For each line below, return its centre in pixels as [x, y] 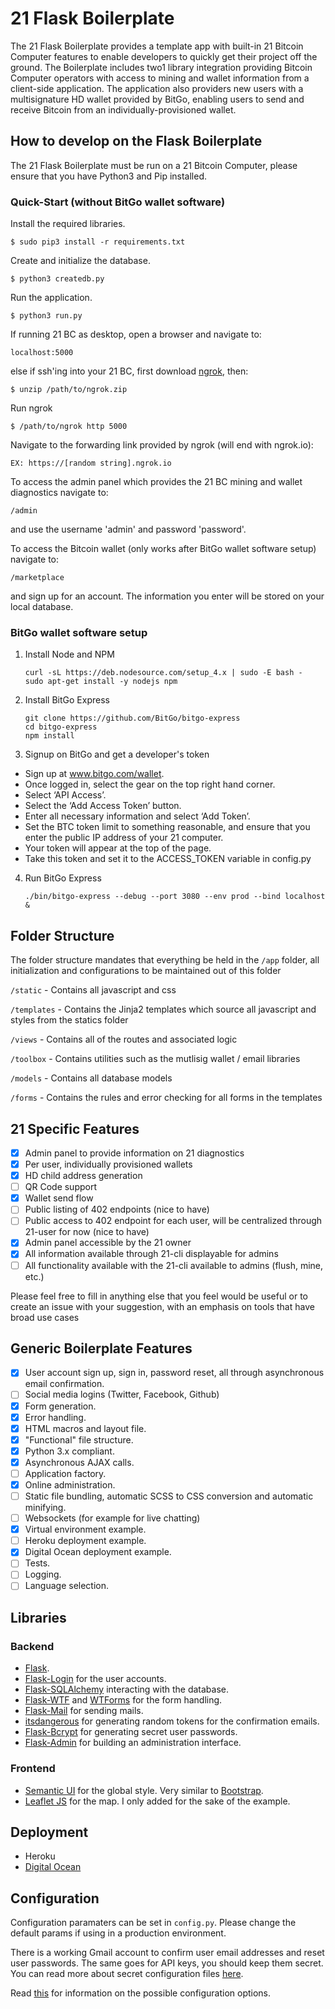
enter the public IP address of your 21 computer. [124, 838]
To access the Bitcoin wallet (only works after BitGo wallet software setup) [163, 549]
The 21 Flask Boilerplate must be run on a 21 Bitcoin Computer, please [154, 165]
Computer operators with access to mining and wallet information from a [160, 78]
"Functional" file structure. [79, 1439]
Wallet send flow [59, 1198]
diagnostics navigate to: [59, 493]
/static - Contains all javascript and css [93, 990]
